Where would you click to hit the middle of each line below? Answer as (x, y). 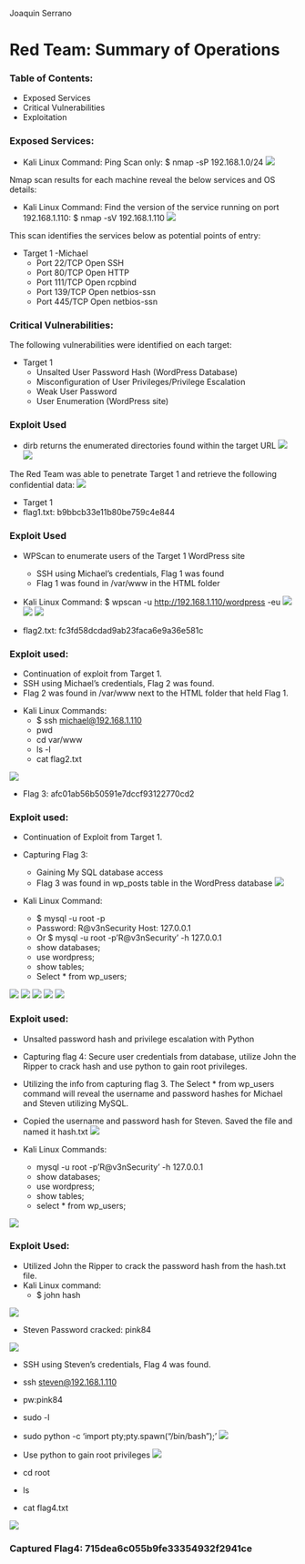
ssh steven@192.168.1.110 (70, 1382)
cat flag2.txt (59, 758)
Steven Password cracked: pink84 (87, 1329)
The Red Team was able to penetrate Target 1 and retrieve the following (143, 474)
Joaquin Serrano (41, 13)
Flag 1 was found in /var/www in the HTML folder (128, 583)
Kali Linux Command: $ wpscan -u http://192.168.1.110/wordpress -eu (152, 602)
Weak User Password (76, 391)
